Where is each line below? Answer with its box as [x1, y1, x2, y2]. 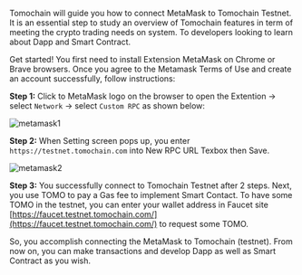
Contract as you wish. [9, 255, 92, 266]
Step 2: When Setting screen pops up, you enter [9, 136, 190, 146]
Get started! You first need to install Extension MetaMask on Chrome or [9, 54, 276, 64]
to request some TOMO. [159, 219, 249, 229]
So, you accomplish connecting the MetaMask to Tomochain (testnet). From [9, 236, 293, 247]
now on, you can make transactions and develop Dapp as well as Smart [9, 246, 277, 256]
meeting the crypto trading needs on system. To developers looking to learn [9, 27, 293, 37]
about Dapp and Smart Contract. [9, 36, 132, 47]
